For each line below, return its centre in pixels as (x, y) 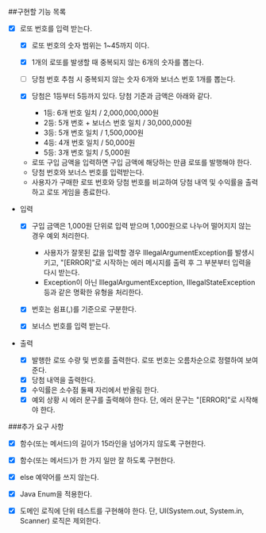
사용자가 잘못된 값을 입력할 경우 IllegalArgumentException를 (138, 253)
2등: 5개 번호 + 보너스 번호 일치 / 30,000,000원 (118, 123)
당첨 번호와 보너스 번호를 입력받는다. (88, 172)
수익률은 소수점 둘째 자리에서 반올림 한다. (95, 389)
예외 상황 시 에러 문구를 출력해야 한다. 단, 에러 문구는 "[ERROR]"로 (134, 400)
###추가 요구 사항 (36, 426)
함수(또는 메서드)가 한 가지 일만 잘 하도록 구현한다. (98, 460)
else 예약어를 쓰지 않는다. (59, 477)
